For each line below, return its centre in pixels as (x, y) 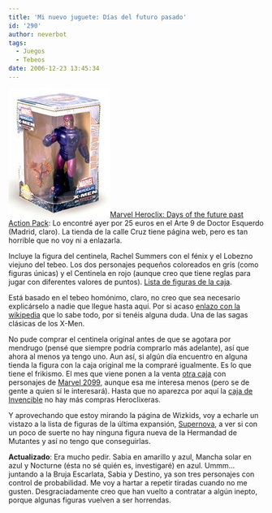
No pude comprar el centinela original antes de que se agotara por (120, 339)
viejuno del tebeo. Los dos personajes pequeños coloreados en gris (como (134, 265)
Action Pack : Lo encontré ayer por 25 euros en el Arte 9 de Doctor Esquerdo (136, 222)
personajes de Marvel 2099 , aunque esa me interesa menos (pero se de (129, 382)
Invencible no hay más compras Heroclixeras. (84, 399)
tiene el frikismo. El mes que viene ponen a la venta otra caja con (117, 373)
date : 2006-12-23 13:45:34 (54, 69)
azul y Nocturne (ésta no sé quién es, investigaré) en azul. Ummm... (122, 465)
